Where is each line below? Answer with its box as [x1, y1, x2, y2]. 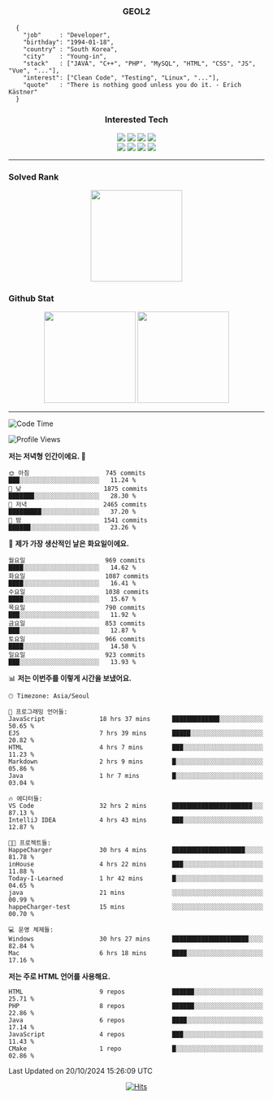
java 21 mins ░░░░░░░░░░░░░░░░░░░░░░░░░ [8, 888, 264, 897]
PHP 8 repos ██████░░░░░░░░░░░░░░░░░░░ [8, 1002, 264, 1010]
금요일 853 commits [8, 619, 146, 628]
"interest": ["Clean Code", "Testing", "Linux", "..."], [23, 74, 220, 82]
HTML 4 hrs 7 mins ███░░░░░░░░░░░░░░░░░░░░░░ [8, 744, 264, 752]
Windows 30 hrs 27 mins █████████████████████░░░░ [8, 935, 264, 944]
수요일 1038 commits [8, 588, 149, 597]
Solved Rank [8, 171, 59, 182]
